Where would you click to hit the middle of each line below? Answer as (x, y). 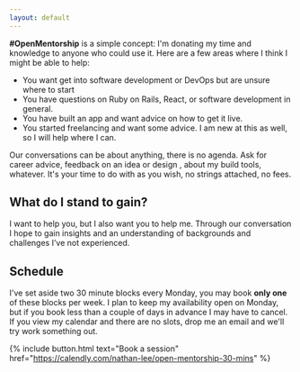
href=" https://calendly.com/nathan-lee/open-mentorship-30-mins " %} (140, 358)
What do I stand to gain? (79, 202)
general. (38, 108)
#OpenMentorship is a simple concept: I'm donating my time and (130, 43)
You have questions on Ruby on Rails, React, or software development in (156, 99)
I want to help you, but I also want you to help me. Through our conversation (150, 224)
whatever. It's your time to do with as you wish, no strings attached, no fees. (150, 174)
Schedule (37, 271)
